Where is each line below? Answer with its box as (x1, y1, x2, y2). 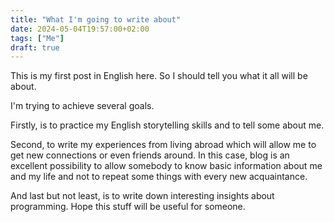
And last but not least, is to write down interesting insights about (10, 190, 275, 202)
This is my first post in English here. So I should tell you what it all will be (10, 70, 308, 82)
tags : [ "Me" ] (10, 33, 65, 43)
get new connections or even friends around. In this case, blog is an (10, 149, 290, 161)
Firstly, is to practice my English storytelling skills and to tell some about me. (10, 119, 325, 131)
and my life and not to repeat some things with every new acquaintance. (10, 171, 308, 183)
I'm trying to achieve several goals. (10, 100, 155, 112)
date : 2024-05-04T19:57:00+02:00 (10, 24, 150, 34)
